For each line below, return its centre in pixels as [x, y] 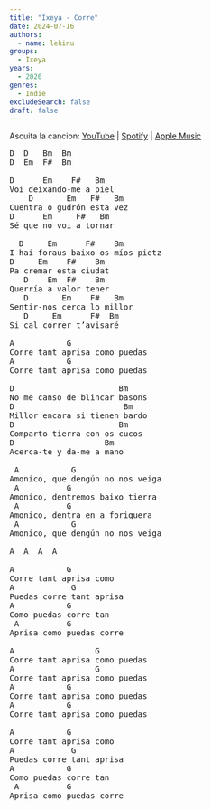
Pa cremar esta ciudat [60, 271]
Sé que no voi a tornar [62, 226]
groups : [24, 52]
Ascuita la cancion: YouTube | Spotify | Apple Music [105, 136]
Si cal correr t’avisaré [64, 325]
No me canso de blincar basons [78, 398]
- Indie [32, 93]
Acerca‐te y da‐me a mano [67, 452]
